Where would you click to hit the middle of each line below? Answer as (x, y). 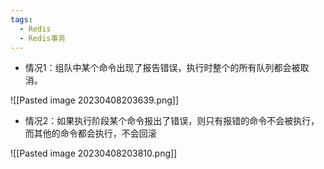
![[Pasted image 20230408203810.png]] (94, 153)
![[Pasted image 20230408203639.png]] (95, 100)
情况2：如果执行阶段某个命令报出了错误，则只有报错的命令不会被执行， (172, 121)
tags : (21, 19)
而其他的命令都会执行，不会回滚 (90, 133)
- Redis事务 (43, 38)
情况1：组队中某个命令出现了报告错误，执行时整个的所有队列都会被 (162, 68)
